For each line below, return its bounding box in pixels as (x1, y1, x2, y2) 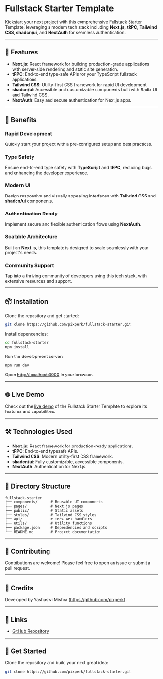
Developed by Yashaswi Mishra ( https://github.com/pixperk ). (5, 597, 127, 603)
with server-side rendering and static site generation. (12, 66, 119, 72)
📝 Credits (5, 584, 34, 592)
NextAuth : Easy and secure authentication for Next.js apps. (12, 97, 132, 103)
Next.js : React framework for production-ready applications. (12, 443, 133, 449)
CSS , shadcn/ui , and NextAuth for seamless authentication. (5, 29, 126, 35)
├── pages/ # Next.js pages (5, 504, 83, 509)
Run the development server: (5, 354, 63, 359)
